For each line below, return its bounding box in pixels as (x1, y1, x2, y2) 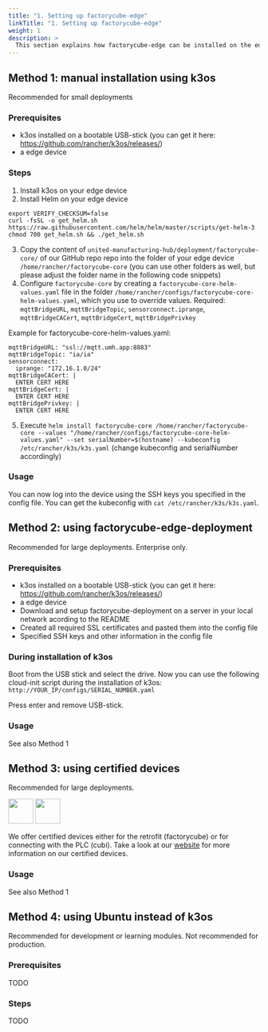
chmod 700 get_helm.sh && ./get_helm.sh (8, 230, 145, 238)
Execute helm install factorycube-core (19, 420, 153, 430)
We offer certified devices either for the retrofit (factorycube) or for (8, 832, 229, 842)
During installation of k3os (8, 651, 113, 662)
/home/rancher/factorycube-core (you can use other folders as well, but (19, 261, 256, 271)
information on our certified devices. (8, 849, 128, 859)
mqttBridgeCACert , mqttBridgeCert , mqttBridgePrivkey (19, 313, 197, 322)
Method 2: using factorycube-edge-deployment (8, 521, 253, 535)
